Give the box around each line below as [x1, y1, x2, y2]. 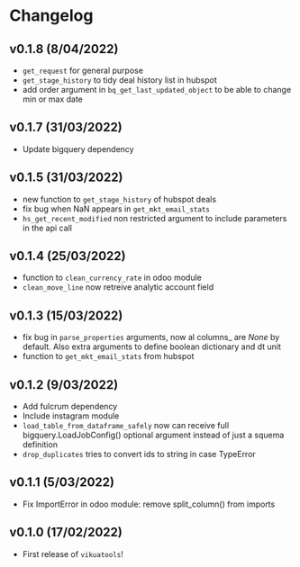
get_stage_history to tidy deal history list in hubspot [22, 75, 218, 85]
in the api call [22, 222, 72, 233]
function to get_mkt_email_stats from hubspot [22, 351, 195, 362]
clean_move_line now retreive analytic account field [22, 282, 214, 292]
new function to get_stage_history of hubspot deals [22, 193, 217, 204]
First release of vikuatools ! [22, 548, 124, 559]
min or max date [22, 94, 84, 104]
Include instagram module [22, 410, 120, 421]
